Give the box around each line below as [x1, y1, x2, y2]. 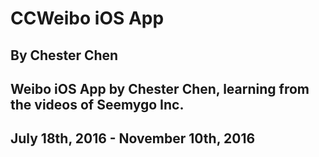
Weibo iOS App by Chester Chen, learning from [10, 80, 310, 97]
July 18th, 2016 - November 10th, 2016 [10, 130, 256, 147]
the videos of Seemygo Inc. [10, 96, 185, 113]
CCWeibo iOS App [10, 7, 165, 30]
